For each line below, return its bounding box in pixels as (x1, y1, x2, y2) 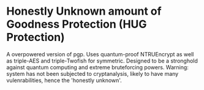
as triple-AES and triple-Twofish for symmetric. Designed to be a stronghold (6, 57, 198, 64)
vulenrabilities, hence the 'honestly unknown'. (6, 77, 123, 84)
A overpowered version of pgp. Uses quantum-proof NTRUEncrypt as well (6, 50, 194, 58)
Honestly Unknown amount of (6, 4, 162, 18)
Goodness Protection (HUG (6, 17, 147, 31)
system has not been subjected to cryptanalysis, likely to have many (6, 70, 179, 77)
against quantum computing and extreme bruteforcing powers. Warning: (6, 63, 189, 71)
